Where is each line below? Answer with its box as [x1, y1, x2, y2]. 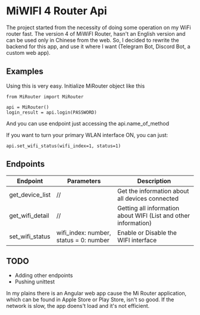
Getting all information [117, 204, 180, 212]
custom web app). [6, 49, 51, 56]
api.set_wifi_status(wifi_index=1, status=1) [6, 143, 121, 149]
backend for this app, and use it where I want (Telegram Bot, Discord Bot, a [6, 43, 190, 50]
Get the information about [117, 186, 189, 195]
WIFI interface [117, 236, 157, 244]
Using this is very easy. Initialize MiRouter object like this [6, 82, 145, 89]
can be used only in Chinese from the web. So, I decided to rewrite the [6, 36, 180, 43]
